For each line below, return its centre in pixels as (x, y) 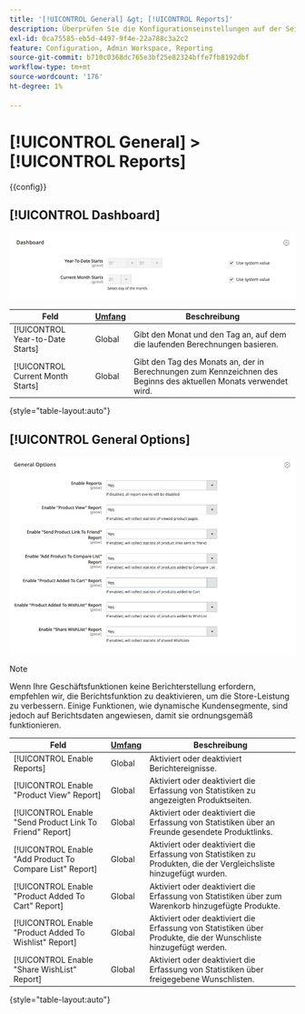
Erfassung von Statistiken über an (212, 822)
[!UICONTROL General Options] (100, 440)
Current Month (40, 376)
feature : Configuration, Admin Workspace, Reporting (111, 48)
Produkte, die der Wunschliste (206, 938)
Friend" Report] (42, 832)
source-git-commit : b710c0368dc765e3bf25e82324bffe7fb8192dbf (129, 58)
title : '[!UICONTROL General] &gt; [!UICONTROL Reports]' (121, 19)
